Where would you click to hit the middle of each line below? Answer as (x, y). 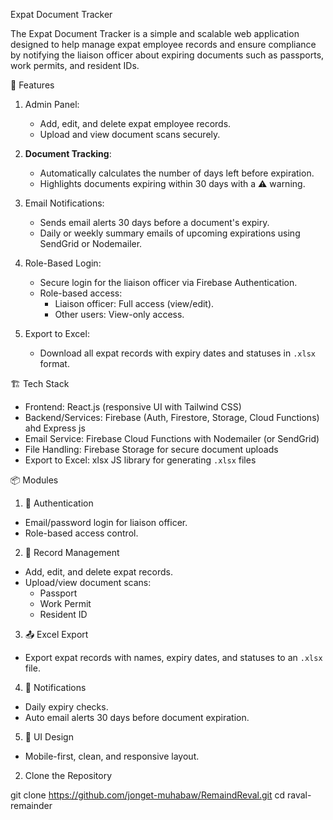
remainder (31, 805)
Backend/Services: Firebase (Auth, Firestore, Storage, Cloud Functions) (172, 417)
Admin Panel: (52, 104)
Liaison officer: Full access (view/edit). (134, 303)
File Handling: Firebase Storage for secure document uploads (151, 449)
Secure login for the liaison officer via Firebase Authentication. (168, 282)
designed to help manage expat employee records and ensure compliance (163, 44)
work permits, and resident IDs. (75, 65)
